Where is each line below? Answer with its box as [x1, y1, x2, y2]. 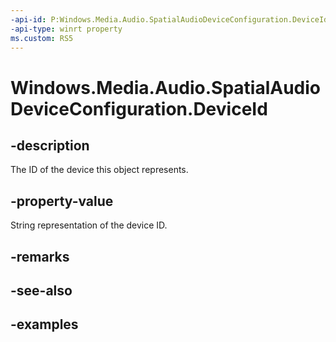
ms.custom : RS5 [10, 33, 74, 43]
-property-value [10, 192, 114, 210]
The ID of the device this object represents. [10, 164, 189, 176]
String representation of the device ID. [10, 219, 168, 231]
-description [10, 137, 90, 154]
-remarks [10, 248, 70, 265]
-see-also [10, 282, 73, 299]
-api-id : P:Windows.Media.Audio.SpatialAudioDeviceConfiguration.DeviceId [10, 14, 329, 25]
